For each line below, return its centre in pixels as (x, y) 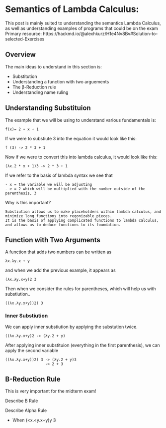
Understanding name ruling (40, 92)
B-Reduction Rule (33, 379)
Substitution (25, 76)
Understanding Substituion (48, 108)
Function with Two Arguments (53, 240)
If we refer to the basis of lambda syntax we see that (59, 175)
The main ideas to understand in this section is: (53, 66)
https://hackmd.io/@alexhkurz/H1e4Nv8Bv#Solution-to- (100, 33)
